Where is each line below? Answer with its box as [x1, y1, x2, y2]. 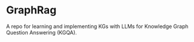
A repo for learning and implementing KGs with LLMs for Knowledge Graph [6, 23, 189, 30]
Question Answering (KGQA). [6, 29, 77, 36]
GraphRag [6, 3, 57, 17]
